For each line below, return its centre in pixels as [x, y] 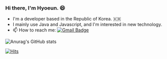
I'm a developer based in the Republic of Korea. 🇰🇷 [67, 19]
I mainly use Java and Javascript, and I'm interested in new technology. [87, 24]
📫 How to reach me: [34, 30]
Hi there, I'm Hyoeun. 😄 [35, 8]
